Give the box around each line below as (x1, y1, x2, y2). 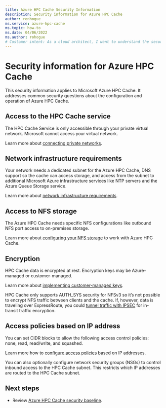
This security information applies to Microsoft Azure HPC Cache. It (5, 87, 141, 93)
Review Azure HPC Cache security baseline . (12, 397, 103, 403)
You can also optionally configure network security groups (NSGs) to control (5, 359, 161, 365)
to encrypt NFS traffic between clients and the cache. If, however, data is (5, 297, 154, 303)
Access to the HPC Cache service (5, 112, 111, 121)
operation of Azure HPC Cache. (5, 98, 70, 104)
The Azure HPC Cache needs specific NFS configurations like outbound (5, 220, 152, 226)
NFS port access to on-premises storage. (5, 225, 89, 231)
